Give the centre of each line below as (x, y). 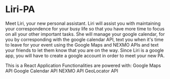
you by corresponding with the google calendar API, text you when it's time (84, 39)
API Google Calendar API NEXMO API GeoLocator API (62, 71)
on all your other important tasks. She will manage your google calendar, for (85, 34)
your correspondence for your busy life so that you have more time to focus (85, 28)
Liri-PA (20, 9)
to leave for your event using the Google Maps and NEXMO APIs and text (82, 45)
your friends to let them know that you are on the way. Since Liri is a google (85, 50)
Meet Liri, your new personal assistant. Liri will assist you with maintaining (83, 23)
